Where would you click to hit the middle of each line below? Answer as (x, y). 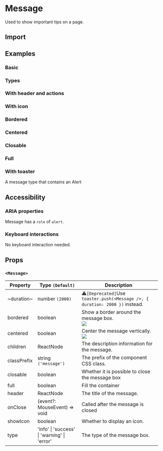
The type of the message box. (116, 435)
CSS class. (94, 364)
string (44, 358)
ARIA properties (24, 211)
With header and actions (35, 94)
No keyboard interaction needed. (38, 245)
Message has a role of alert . (34, 222)
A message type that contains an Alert (43, 182)
